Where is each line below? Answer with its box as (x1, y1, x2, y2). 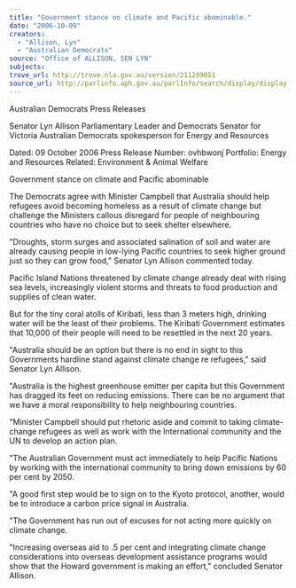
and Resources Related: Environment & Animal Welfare (9, 156, 208, 167)
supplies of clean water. (9, 291, 97, 302)
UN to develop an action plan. (9, 435, 118, 446)
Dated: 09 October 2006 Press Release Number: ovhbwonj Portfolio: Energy (9, 147, 287, 158)
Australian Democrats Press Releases (9, 103, 146, 114)
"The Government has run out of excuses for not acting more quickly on (9, 515, 272, 526)
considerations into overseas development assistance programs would (9, 551, 268, 561)
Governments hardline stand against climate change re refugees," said (9, 354, 267, 365)
